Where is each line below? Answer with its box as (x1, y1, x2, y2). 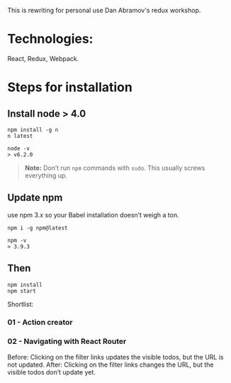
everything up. (24, 171, 67, 180)
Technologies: (7, 31, 94, 47)
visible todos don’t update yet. (7, 367, 96, 376)
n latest (7, 132, 33, 139)
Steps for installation (7, 80, 133, 95)
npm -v (7, 237, 27, 244)
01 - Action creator (7, 318, 73, 328)
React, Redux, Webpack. (7, 54, 79, 63)
